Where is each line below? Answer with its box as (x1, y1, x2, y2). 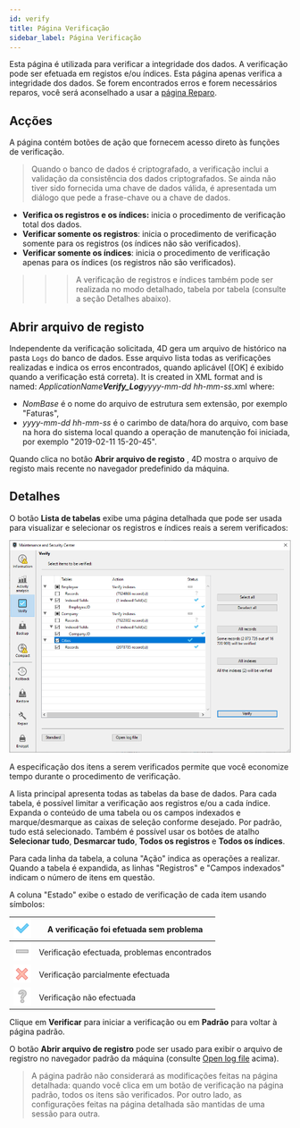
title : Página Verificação (9, 23, 110, 33)
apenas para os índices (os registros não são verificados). (21, 257, 237, 268)
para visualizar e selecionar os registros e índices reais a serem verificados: (9, 522, 288, 533)
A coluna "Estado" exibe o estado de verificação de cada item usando (9, 889, 267, 900)
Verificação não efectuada (38, 992, 137, 1003)
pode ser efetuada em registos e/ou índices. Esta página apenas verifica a (9, 68, 283, 80)
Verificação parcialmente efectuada (38, 970, 171, 981)
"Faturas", (21, 408, 60, 418)
